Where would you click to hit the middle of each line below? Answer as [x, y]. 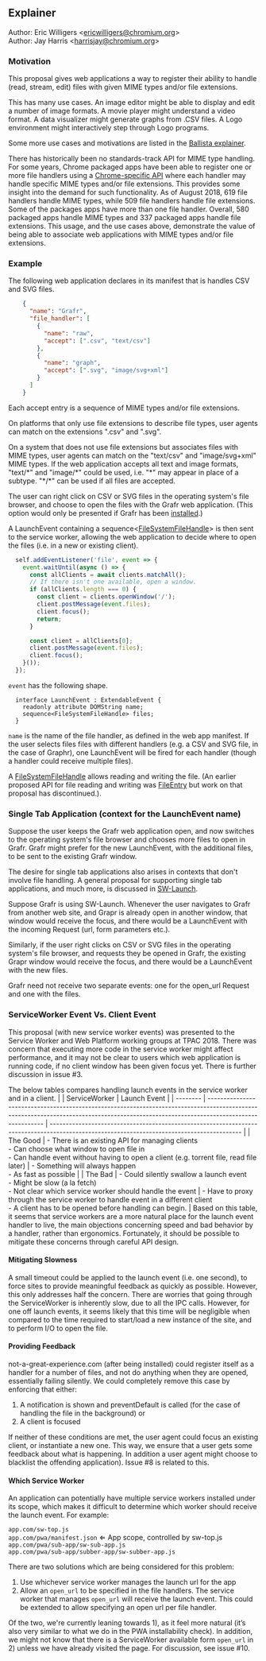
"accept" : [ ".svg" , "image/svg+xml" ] [106, 370]
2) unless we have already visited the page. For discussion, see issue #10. [129, 1648]
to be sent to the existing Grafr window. [73, 857]
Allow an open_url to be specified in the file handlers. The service [127, 1591]
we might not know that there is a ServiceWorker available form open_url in [131, 1640]
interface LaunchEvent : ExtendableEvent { [88, 700]
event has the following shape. [58, 685]
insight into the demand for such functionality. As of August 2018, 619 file [128, 192]
